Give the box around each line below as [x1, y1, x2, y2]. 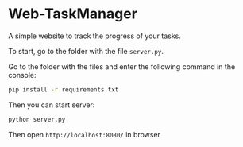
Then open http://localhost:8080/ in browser [8, 130, 161, 139]
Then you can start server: [8, 100, 95, 110]
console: [8, 70, 37, 79]
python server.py [8, 115, 66, 123]
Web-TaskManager [8, 5, 137, 23]
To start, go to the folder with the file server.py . [8, 46, 164, 56]
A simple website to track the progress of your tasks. [8, 31, 181, 41]
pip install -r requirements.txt [8, 85, 119, 94]
